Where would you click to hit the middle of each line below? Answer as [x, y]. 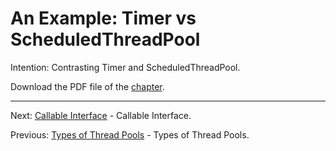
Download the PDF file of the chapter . [87, 86]
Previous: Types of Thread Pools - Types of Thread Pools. [130, 134]
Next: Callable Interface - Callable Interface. [101, 115]
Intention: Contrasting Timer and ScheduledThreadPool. [125, 67]
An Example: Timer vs [103, 18]
